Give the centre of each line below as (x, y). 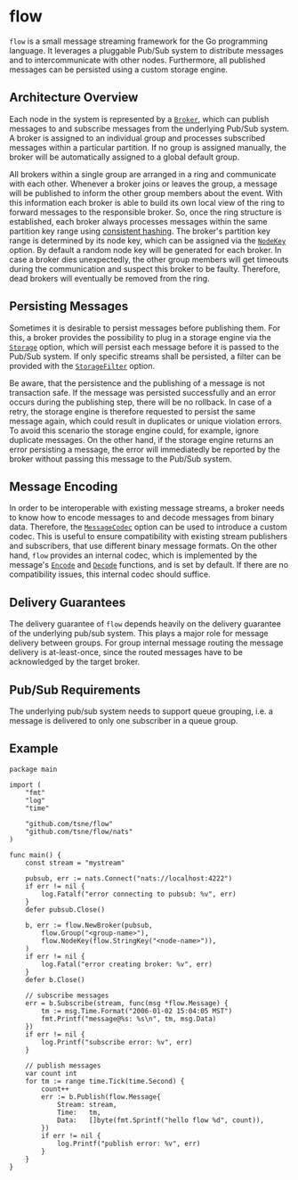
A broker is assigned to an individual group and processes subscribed (137, 138)
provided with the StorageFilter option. (82, 365)
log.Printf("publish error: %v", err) (129, 1143)
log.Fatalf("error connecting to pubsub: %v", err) (139, 894)
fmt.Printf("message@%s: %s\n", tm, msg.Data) (129, 1019)
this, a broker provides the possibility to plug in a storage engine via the (140, 337)
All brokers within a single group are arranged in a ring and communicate (143, 174)
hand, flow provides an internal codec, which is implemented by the (133, 555)
